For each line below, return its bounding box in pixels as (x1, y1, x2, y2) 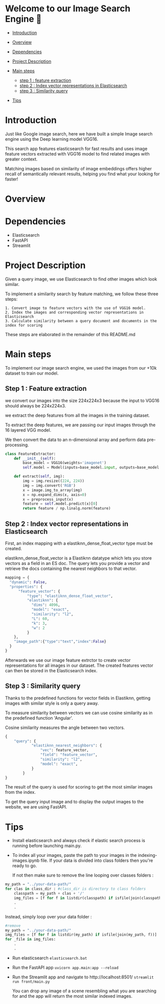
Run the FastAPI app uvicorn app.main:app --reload (12, 964, 119, 970)
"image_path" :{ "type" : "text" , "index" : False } (14, 639, 107, 644)
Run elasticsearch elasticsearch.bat (12, 955, 87, 961)
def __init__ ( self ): (14, 456, 56, 461)
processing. (5, 441, 29, 448)
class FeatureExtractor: (5, 451, 56, 456)
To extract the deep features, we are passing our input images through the (5, 422, 156, 428)
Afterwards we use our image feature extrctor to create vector (5, 657, 131, 663)
